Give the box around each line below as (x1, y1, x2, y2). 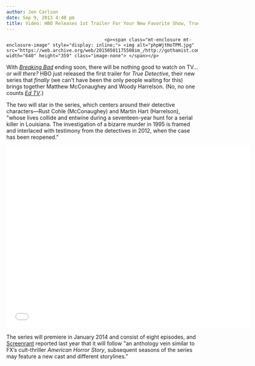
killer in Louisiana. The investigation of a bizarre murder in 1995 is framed (6, 121, 190, 128)
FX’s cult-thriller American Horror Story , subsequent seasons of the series (6, 347, 193, 354)
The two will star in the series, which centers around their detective (6, 101, 175, 108)
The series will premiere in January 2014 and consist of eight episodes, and (6, 333, 196, 341)
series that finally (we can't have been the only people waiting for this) (6, 77, 184, 84)
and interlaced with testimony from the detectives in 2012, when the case (6, 127, 190, 135)
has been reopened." (6, 133, 59, 141)
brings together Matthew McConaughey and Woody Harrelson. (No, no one (6, 83, 195, 90)
